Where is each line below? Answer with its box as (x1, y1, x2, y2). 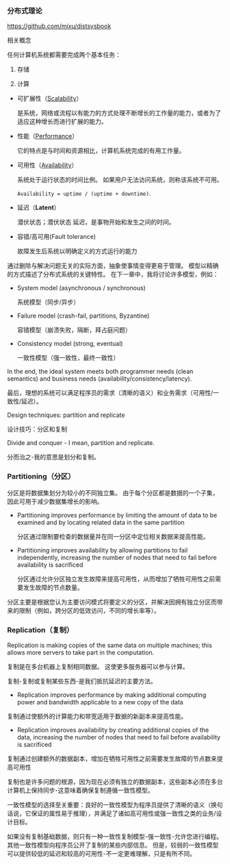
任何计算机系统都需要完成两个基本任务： (7, 51, 121, 59)
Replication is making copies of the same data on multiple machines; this (7, 641, 212, 649)
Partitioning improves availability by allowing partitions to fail (16, 546, 188, 554)
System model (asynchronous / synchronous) (16, 284, 146, 292)
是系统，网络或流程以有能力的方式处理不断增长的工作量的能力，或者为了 (16, 109, 221, 117)
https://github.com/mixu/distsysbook (7, 22, 112, 30)
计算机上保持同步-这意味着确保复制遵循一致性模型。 (7, 786, 154, 794)
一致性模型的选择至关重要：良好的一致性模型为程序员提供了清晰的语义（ (7, 800, 211, 809)
